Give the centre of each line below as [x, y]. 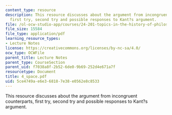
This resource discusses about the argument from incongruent [71, 96]
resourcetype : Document [31, 72]
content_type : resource [31, 10]
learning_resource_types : [33, 39]
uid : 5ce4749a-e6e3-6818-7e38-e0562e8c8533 [52, 81]
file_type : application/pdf [35, 34]
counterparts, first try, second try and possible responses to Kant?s [77, 101]
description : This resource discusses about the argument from [74, 15]
